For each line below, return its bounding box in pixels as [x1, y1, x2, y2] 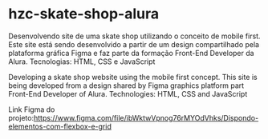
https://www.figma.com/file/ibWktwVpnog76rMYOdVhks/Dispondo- [33, 113, 259, 122]
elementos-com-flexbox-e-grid [8, 121, 112, 131]
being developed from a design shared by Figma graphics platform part [8, 81, 245, 90]
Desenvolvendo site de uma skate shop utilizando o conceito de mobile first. [8, 31, 261, 41]
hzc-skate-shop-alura [8, 5, 160, 23]
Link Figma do [8, 105, 55, 114]
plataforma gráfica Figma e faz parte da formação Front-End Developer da [8, 48, 254, 58]
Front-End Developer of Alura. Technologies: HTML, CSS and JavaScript [8, 89, 248, 98]
